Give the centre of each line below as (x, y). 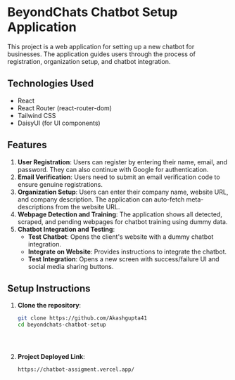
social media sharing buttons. (71, 266)
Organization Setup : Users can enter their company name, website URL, (123, 192)
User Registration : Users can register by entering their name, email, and (122, 162)
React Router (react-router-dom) (65, 108)
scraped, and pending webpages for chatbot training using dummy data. (122, 221)
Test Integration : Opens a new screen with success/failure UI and (123, 259)
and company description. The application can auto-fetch (101, 199)
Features (27, 145)
